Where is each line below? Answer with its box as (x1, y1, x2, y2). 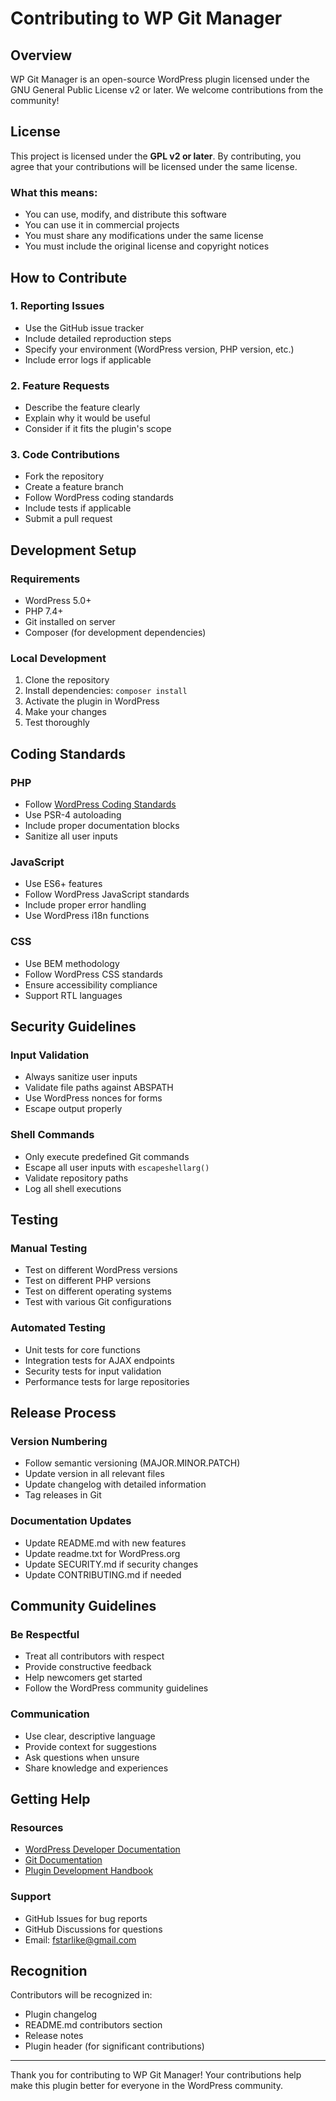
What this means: (10, 185, 98, 199)
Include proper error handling (24, 899, 147, 911)
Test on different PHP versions (24, 1275, 152, 1287)
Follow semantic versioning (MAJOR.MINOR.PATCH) (24, 1457, 241, 1469)
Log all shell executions (24, 1182, 122, 1194)
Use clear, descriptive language (24, 1730, 156, 1742)
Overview (10, 47, 73, 64)
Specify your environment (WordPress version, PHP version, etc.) (24, 343, 295, 355)
